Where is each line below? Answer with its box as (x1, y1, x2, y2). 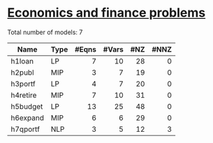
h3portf (10, 79, 36, 89)
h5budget (10, 101, 43, 111)
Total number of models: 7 (7, 28, 83, 36)
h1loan (10, 56, 34, 66)
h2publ (10, 68, 34, 77)
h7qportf (10, 124, 41, 134)
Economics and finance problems (7, 5, 206, 21)
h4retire (10, 90, 37, 100)
